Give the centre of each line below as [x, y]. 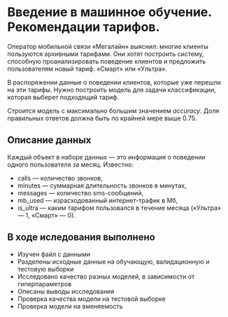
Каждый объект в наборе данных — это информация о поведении [106, 157]
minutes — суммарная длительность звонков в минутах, [102, 185]
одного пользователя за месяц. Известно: [71, 164]
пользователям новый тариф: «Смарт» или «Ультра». [87, 69]
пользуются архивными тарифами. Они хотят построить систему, [106, 54]
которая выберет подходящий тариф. [63, 97]
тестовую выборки [45, 269]
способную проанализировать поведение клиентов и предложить [107, 61]
